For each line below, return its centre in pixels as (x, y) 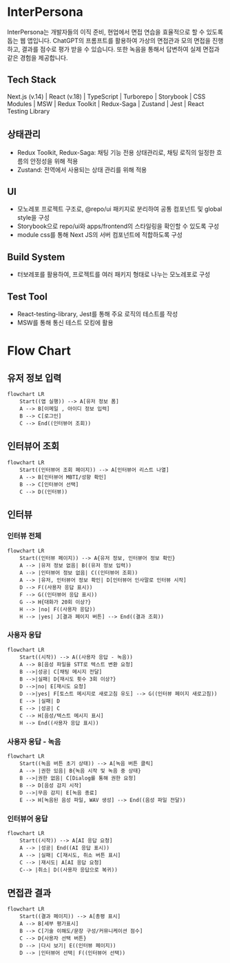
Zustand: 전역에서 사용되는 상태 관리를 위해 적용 (82, 169)
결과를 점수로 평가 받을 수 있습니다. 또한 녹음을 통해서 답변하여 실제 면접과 (121, 49)
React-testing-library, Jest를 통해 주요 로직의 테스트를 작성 (97, 314)
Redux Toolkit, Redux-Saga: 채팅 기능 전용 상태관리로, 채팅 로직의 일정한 (116, 152)
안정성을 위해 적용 (54, 161)
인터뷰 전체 (24, 536)
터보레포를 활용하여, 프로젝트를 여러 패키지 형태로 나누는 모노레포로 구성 (114, 275)
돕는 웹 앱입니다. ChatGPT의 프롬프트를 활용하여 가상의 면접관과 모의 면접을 (109, 40)
